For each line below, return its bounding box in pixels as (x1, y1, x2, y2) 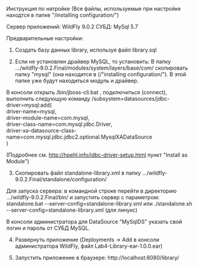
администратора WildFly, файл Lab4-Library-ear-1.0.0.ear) (14, 242, 163, 250)
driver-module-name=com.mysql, (6, 114, 90, 121)
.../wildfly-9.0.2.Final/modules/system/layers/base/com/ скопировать (14, 64, 188, 71)
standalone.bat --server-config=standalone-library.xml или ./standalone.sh (6, 200, 193, 207)
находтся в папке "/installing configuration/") (6, 11, 119, 19)
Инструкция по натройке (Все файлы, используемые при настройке (6, 5, 181, 12)
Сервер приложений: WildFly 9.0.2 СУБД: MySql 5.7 (6, 23, 139, 30)
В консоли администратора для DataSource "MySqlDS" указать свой (6, 218, 182, 225)
